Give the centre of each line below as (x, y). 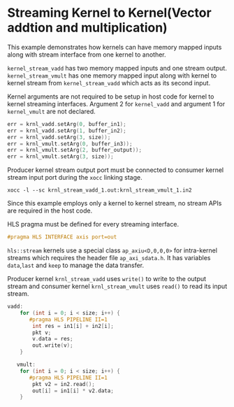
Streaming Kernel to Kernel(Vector (109, 13)
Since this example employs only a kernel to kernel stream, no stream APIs (115, 203)
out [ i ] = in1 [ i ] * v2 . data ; (73, 391)
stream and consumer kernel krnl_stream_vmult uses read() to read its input (117, 286)
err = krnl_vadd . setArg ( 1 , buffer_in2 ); (67, 131)
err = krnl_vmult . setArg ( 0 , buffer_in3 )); (70, 144)
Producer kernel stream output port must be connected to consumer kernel (116, 170)
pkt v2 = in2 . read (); (64, 384)
